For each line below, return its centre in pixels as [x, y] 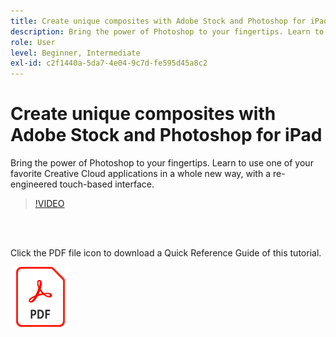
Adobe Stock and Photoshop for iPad [166, 135]
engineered [34, 184]
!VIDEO [49, 204]
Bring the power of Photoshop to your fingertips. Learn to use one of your [162, 163]
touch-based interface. [107, 184]
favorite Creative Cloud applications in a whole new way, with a [141, 174]
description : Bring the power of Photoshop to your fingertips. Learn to [167, 31]
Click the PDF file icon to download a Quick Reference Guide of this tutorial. [166, 253]
